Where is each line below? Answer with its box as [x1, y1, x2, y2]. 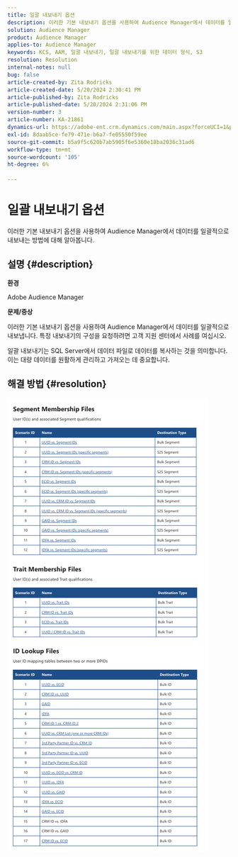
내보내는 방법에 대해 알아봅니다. [7, 235, 95, 244]
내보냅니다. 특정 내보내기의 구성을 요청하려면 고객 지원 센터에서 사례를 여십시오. [7, 331, 227, 340]
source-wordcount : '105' [7, 153, 81, 161]
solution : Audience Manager [7, 26, 91, 33]
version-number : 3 [7, 108, 62, 116]
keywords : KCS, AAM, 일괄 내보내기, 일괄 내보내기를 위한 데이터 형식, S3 [7, 49, 203, 56]
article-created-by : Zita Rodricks [7, 79, 113, 86]
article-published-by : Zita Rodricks [7, 94, 119, 101]
